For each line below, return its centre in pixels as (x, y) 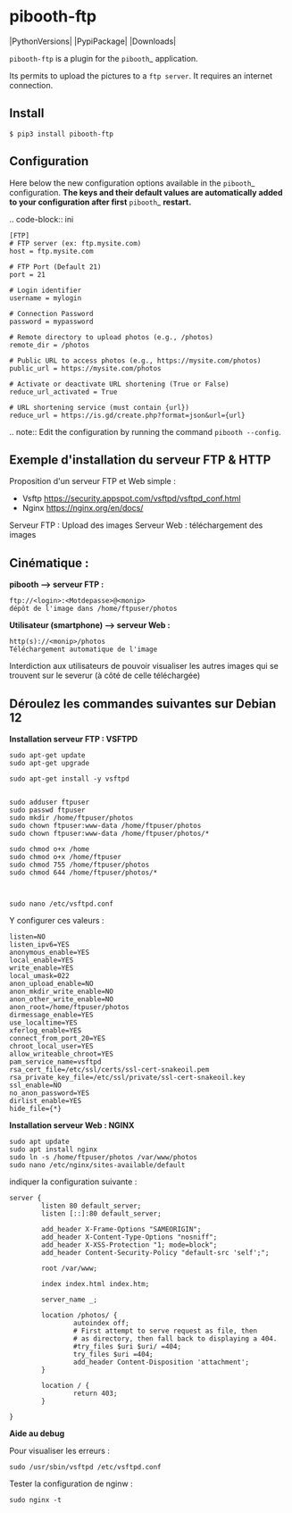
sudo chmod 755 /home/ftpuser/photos (79, 865)
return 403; (95, 1393)
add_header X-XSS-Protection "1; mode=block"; (129, 1245)
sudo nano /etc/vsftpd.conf (62, 904)
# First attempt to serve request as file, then (165, 1331)
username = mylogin (46, 298)
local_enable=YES (42, 960)
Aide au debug (37, 1434)
